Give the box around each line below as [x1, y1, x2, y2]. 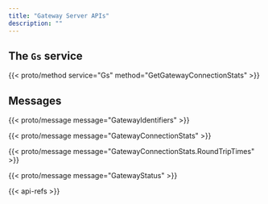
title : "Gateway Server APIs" [8, 11, 110, 20]
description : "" [8, 19, 63, 27]
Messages [8, 94, 62, 107]
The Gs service [8, 49, 83, 63]
